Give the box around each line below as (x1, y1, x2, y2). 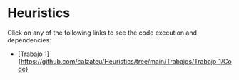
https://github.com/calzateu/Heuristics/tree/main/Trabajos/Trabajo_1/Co (20, 57, 232, 65)
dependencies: (7, 35, 51, 44)
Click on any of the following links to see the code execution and (7, 28, 198, 37)
